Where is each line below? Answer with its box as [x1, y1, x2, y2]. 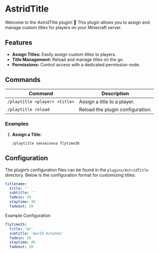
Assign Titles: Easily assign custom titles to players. [12, 51, 116, 57]
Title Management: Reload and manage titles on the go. [12, 57, 124, 62]
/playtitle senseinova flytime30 [12, 141, 80, 146]
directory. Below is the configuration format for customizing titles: [5, 172, 136, 178]
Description [101, 90, 130, 97]
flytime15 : [5, 222, 27, 227]
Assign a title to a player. [79, 98, 135, 105]
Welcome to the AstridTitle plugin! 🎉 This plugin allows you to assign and [5, 19, 150, 25]
